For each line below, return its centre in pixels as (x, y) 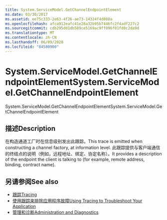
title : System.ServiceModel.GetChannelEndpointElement (63, 10)
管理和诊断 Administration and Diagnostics (55, 213)
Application (24, 207)
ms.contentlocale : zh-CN (31, 38)
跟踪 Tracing (25, 195)
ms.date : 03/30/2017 (27, 14)
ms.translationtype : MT (30, 33)
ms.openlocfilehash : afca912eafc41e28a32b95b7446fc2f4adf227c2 (72, 24)
